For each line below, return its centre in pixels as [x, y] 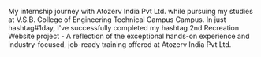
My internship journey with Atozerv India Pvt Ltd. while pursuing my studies [131, 11]
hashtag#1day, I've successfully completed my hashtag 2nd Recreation [124, 28]
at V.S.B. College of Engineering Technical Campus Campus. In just [117, 20]
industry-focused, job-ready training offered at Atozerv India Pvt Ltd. [120, 45]
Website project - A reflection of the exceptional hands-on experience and [129, 36]
